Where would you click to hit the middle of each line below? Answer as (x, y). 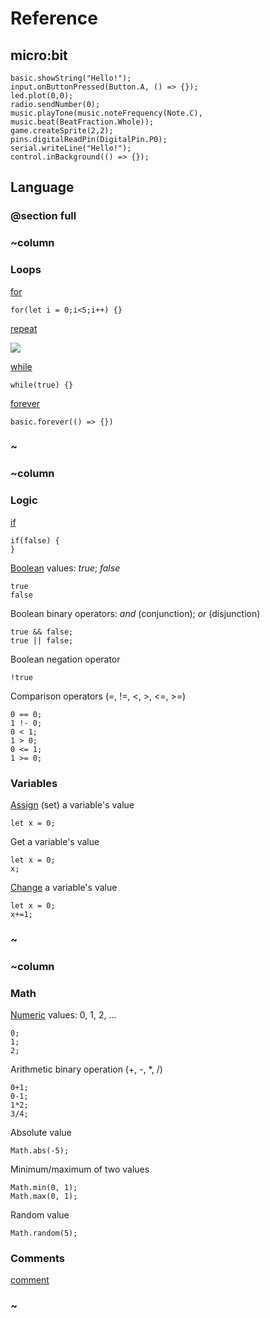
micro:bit (39, 55)
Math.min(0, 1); (44, 1188)
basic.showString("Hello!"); (71, 78)
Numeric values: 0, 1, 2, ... (63, 1015)
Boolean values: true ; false (65, 568)
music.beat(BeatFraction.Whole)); (82, 122)
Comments (37, 1259)
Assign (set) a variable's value (72, 804)
